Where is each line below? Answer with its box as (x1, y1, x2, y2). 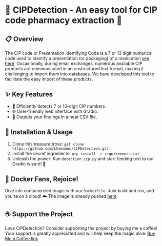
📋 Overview (5, 35, 44, 43)
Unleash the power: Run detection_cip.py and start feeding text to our (12, 156, 154, 162)
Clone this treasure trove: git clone (12, 141, 84, 147)
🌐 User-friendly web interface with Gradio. (12, 108, 99, 114)
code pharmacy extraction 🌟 (5, 15, 122, 26)
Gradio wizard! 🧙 (12, 161, 46, 166)
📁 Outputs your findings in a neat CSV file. (12, 114, 97, 120)
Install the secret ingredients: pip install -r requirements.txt (12, 150, 140, 156)
